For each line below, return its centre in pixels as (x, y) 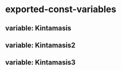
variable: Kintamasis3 (40, 63)
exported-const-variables (61, 9)
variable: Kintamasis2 (40, 45)
